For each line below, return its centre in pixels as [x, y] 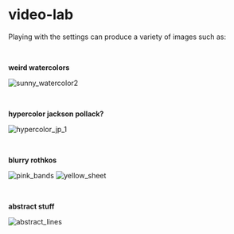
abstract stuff [31, 206]
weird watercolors [39, 67]
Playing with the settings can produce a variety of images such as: [117, 37]
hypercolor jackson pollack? [56, 114]
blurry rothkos [33, 160]
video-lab [41, 15]
